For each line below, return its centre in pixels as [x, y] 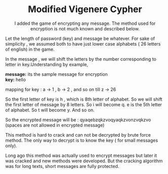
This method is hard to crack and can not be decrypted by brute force [78, 135]
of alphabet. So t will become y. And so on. [50, 110]
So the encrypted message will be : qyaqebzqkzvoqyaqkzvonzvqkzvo [78, 119]
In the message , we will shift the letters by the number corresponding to [81, 59]
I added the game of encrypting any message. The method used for [85, 23]
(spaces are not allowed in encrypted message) [55, 125]
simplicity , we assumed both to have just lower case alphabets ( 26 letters [83, 43]
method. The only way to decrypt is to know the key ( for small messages [82, 140]
